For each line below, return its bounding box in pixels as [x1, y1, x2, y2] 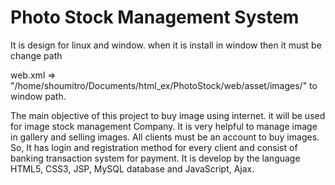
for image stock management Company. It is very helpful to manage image [10, 120, 318, 132]
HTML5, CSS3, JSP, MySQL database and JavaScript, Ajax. [10, 162, 255, 175]
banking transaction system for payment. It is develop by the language [10, 152, 301, 164]
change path [10, 49, 63, 61]
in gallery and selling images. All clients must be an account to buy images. [10, 131, 320, 143]
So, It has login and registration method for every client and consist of [10, 141, 298, 153]
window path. [10, 90, 67, 102]
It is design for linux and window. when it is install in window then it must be [10, 39, 322, 51]
